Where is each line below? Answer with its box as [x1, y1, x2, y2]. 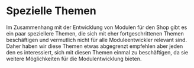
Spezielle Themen [6, 4, 96, 18]
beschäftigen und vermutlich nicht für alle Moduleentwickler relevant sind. [6, 36, 187, 43]
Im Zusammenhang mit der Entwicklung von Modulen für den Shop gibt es [6, 24, 187, 31]
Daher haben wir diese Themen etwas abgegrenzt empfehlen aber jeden [6, 43, 183, 50]
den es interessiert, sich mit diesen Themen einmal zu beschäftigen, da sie [6, 48, 188, 56]
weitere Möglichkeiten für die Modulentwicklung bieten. [6, 55, 142, 62]
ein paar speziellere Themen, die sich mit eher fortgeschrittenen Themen [6, 30, 185, 37]
